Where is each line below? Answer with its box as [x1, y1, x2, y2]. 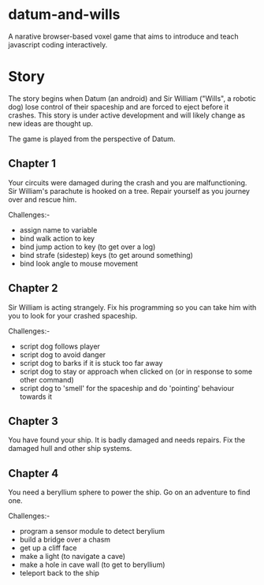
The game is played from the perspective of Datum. [8, 134, 176, 143]
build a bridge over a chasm [19, 535, 111, 545]
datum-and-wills [8, 6, 121, 24]
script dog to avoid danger [19, 349, 106, 360]
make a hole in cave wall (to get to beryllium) [19, 560, 165, 569]
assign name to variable [19, 225, 98, 234]
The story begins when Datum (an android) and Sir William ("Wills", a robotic [8, 93, 256, 103]
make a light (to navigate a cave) [19, 552, 126, 561]
